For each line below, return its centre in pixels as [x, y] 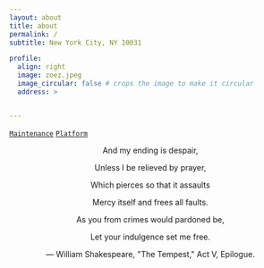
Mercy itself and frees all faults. [150, 202]
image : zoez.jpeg [50, 75]
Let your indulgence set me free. [150, 237]
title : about [34, 26]
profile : [26, 59]
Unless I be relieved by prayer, [150, 167]
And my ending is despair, [150, 150]
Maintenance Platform [48, 134]
